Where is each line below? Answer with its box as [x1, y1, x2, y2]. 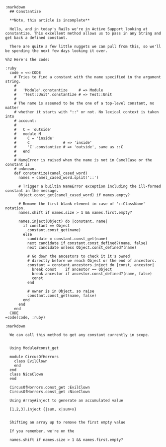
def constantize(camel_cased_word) [14, 171, 88, 176]
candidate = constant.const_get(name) [27, 236, 108, 241]
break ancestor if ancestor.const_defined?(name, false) [31, 271, 153, 276]
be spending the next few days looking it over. [5, 48, 108, 53]
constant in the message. [5, 188, 59, 193]
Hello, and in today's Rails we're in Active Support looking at [9, 26, 148, 31]
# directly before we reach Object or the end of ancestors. [27, 258, 157, 263]
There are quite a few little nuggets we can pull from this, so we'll [9, 44, 162, 49]
